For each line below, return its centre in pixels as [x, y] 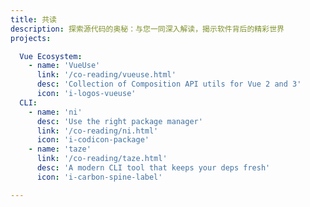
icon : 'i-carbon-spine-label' [99, 177]
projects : [31, 38]
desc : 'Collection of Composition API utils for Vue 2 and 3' [169, 84]
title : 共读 [33, 19]
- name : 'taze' [60, 149]
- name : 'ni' [55, 112]
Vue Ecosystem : [51, 56]
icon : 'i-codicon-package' [93, 140]
